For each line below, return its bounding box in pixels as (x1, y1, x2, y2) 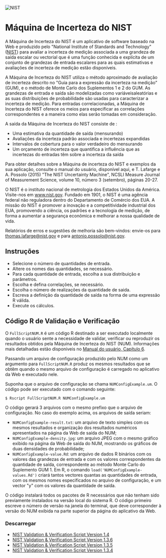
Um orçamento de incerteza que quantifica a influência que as (12, 146, 140, 152)
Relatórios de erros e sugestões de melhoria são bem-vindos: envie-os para (5, 227, 161, 233)
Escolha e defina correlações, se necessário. (12, 281, 105, 287)
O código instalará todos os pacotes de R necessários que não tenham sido (5, 492, 160, 498)
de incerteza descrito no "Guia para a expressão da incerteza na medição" (5, 79, 158, 85)
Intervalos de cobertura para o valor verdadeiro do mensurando (12, 141, 143, 147)
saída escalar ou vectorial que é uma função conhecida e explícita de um (5, 54, 155, 60)
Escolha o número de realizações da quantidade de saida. (12, 286, 131, 292)
